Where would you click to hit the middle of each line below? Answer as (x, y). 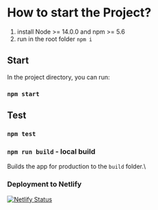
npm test (22, 134)
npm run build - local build (51, 151)
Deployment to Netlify (44, 185)
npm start (23, 94)
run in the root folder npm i (54, 38)
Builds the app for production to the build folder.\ (77, 167)
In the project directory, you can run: (58, 77)
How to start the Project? (79, 13)
